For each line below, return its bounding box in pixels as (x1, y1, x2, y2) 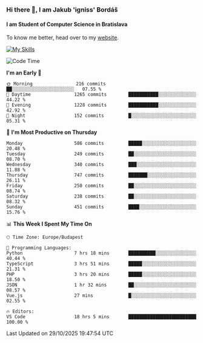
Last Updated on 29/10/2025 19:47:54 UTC (6, 330, 114, 337)
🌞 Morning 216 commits (6, 81, 106, 87)
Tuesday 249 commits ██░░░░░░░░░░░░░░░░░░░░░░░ (6, 151, 197, 157)
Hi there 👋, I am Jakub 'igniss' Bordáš (6, 5, 118, 14)
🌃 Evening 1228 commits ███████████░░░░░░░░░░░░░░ (6, 102, 197, 108)
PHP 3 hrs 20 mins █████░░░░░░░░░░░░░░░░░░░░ (6, 271, 197, 278)
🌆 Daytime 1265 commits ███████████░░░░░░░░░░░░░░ (6, 92, 197, 98)
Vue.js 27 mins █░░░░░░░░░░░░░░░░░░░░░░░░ (6, 293, 197, 299)
